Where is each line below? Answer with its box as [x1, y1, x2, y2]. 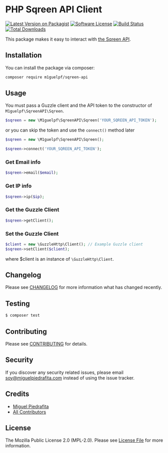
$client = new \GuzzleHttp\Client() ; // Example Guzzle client [5, 242, 143, 247]
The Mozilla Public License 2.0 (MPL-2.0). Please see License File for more [5, 437, 163, 443]
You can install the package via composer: [5, 64, 95, 70]
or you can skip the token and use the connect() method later [5, 127, 135, 133]
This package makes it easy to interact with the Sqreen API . [5, 36, 131, 42]
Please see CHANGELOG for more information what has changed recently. [5, 284, 162, 291]
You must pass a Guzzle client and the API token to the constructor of [5, 102, 152, 108]
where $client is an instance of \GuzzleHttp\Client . [5, 256, 114, 262]
